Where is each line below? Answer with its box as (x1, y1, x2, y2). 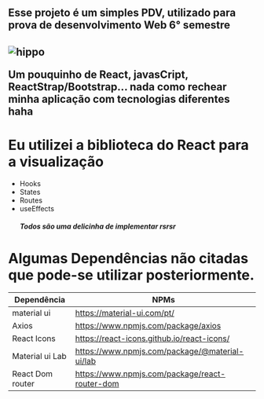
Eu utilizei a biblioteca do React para (8, 136, 249, 154)
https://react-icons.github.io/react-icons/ (75, 333, 230, 344)
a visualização (8, 152, 104, 170)
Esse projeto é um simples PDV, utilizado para (8, 6, 236, 20)
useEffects (19, 203, 55, 213)
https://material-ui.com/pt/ (75, 308, 175, 319)
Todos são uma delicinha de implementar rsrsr (19, 221, 176, 231)
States (19, 187, 41, 196)
